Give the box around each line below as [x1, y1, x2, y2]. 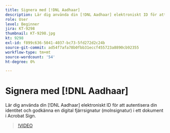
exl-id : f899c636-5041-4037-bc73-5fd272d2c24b [5, 40, 105, 46]
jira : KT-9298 [5, 26, 35, 31]
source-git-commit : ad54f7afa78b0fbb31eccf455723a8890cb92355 [5, 45, 139, 50]
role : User [5, 17, 28, 22]
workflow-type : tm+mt [5, 50, 51, 55]
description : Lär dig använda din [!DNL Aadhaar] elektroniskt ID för [5, 12, 157, 17]
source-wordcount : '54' [5, 54, 56, 60]
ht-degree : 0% [5, 59, 35, 64]
